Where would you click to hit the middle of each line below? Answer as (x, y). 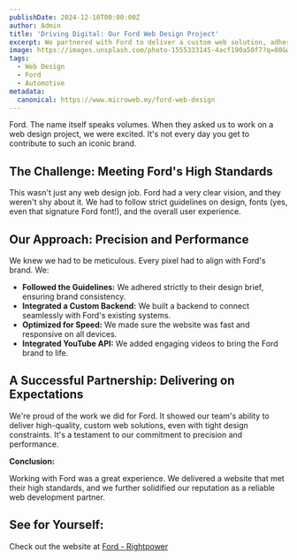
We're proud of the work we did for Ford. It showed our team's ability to (139, 416)
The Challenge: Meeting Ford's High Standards (141, 171)
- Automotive (41, 83)
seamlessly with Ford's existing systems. (96, 315)
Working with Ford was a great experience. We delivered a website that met (147, 478)
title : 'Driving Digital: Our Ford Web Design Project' (114, 34)
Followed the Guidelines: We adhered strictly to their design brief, (143, 287)
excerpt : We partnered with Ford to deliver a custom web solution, (138, 42)
